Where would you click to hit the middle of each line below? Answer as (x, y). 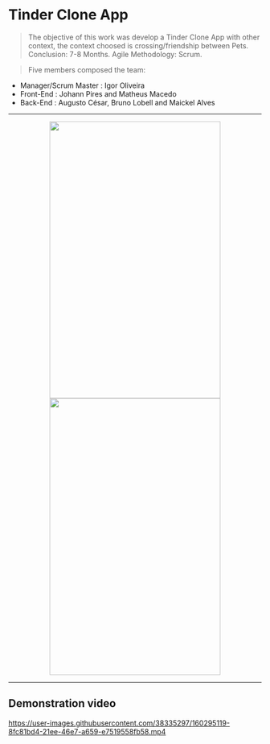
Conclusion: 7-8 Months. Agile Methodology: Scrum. (115, 54)
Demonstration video (62, 703)
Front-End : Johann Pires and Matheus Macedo (98, 93)
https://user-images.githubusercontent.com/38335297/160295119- (119, 723)
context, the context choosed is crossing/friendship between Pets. (138, 45)
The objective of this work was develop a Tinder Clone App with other (144, 37)
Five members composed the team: (87, 69)
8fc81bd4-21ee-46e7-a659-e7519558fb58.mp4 (87, 731)
